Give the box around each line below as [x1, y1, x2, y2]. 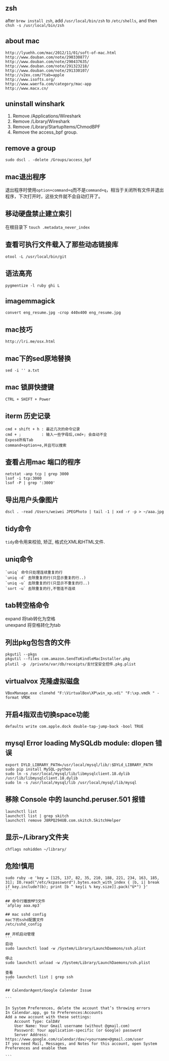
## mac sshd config [5, 912, 47, 917]
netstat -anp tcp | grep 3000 [5, 472, 69, 477]
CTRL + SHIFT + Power [5, 396, 51, 402]
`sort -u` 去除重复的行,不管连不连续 [5, 586, 76, 591]
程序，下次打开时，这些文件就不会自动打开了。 [5, 193, 103, 200]
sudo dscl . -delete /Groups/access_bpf [5, 158, 92, 163]
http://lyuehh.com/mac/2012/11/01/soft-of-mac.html [5, 50, 116, 55]
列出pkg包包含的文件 [5, 638, 71, 647]
